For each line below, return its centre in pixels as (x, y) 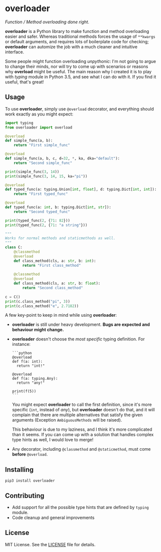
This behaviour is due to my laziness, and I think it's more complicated (82, 429)
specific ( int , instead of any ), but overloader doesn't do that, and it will (83, 410)
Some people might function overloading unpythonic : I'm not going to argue (80, 61)
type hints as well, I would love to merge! (52, 440)
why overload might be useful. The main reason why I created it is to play (78, 71)
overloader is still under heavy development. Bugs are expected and (81, 325)
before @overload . (30, 455)
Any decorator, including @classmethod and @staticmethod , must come (81, 449)
